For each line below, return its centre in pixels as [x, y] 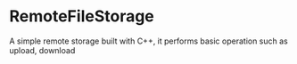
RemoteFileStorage [82, 16]
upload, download [42, 50]
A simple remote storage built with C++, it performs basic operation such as [148, 41]
